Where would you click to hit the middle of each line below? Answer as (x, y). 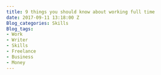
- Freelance (21, 51)
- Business (20, 57)
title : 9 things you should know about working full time (80, 12)
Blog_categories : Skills (37, 23)
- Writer (17, 40)
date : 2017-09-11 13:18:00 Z (43, 18)
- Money (16, 62)
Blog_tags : (20, 29)
